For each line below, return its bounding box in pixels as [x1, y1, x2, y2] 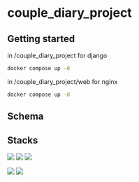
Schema [7, 111, 44, 122]
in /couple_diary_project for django [7, 51, 108, 59]
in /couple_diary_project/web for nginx [7, 77, 118, 85]
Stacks [7, 134, 38, 146]
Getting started [7, 33, 75, 45]
